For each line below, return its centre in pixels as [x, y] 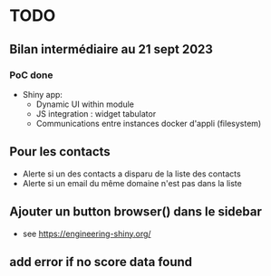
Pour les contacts [60, 152]
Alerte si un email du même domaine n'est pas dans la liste [132, 183]
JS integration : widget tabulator [96, 113]
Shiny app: [43, 94]
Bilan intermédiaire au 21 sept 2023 [111, 49]
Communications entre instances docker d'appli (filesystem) [149, 123]
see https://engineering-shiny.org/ [87, 233]
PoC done [31, 75]
